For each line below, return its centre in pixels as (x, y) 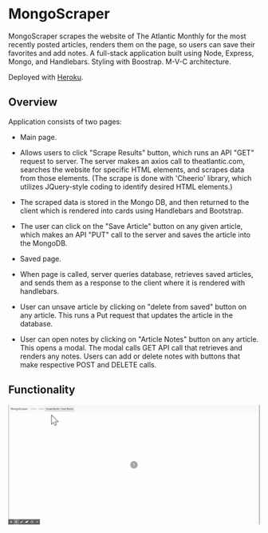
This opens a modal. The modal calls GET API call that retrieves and (131, 347)
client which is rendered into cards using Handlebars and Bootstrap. (132, 210)
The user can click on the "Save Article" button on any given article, (131, 226)
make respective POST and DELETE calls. (88, 364)
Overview (33, 102)
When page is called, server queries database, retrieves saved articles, (136, 274)
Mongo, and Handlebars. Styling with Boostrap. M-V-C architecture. (120, 62)
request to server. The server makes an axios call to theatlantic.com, (132, 161)
